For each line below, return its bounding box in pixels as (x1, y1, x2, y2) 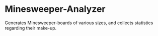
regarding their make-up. (5, 25, 57, 31)
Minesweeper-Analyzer (5, 3, 106, 15)
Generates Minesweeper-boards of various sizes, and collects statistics (5, 20, 153, 26)
